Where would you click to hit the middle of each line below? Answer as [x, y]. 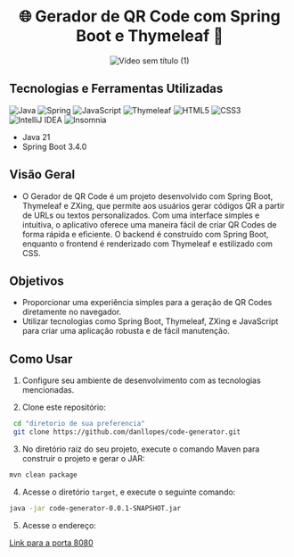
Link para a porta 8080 [51, 543]
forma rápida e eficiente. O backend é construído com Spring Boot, [145, 234]
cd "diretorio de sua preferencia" [79, 424]
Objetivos [37, 281]
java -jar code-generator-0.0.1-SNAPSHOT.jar [95, 508]
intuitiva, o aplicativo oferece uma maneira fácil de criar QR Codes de [149, 224]
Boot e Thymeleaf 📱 [150, 36]
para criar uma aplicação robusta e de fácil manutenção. [126, 331]
